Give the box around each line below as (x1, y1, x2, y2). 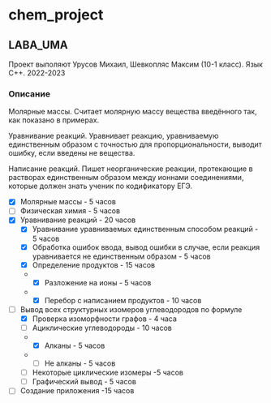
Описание (8, 88, 51, 99)
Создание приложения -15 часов (19, 386, 135, 396)
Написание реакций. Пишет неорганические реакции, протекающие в (8, 164, 253, 174)
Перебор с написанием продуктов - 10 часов (44, 295, 202, 305)
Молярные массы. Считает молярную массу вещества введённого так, (8, 107, 257, 117)
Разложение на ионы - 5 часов (44, 277, 152, 287)
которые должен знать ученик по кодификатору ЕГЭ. (8, 181, 193, 191)
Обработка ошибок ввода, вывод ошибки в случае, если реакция (32, 242, 260, 252)
